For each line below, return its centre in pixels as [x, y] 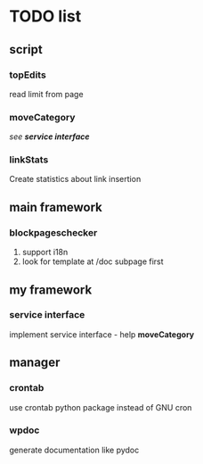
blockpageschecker [53, 232]
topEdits [28, 75]
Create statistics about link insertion [75, 179]
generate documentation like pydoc [74, 450]
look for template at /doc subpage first [93, 261]
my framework [51, 290]
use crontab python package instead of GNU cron [101, 407]
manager [35, 363]
